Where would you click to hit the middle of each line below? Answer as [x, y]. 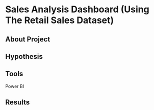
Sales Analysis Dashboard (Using [77, 9]
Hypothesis [24, 57]
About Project [28, 39]
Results [18, 103]
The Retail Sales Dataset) [60, 20]
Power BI [15, 86]
